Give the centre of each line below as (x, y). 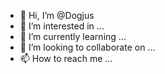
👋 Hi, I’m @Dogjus (57, 15)
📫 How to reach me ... (66, 58)
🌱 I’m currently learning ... (73, 36)
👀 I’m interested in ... (62, 26)
